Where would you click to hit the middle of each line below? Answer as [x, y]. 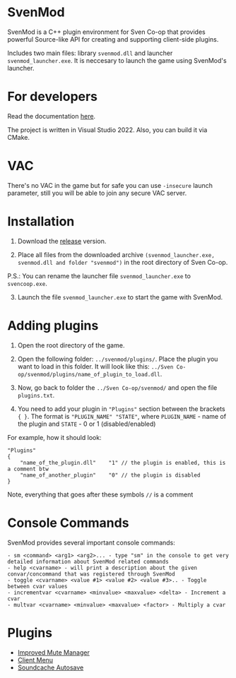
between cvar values [38, 586]
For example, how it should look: [54, 437]
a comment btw [28, 469]
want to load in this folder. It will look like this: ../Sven [95, 366]
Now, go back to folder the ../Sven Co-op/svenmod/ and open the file [117, 387]
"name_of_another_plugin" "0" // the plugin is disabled [110, 475]
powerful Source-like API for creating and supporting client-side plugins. [113, 39]
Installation [41, 221]
